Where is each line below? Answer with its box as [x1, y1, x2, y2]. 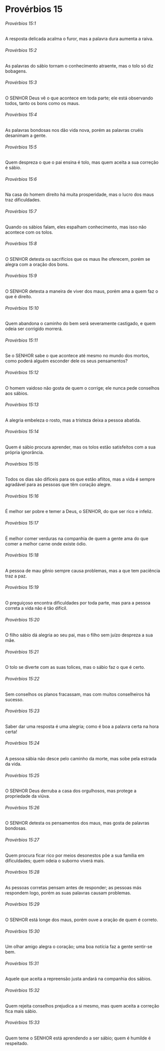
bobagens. [5, 68, 27, 74]
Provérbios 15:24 [5, 740, 40, 746]
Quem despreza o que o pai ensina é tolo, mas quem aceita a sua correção [5, 159, 159, 165]
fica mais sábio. [5, 1008, 37, 1014]
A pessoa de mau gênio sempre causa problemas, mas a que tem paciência [5, 567, 161, 573]
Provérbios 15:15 [5, 461, 39, 467]
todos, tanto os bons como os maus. [5, 100, 80, 106]
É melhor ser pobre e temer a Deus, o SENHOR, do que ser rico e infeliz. [5, 509, 153, 515]
